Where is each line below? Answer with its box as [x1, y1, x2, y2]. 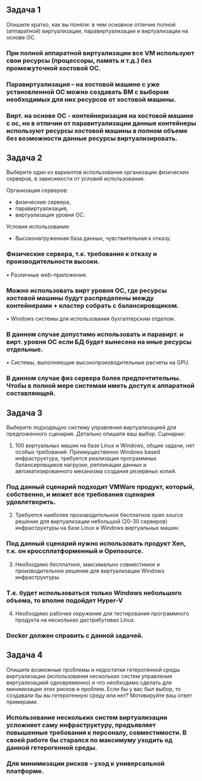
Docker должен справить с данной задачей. [6, 631, 143, 640]
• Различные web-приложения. [6, 271, 88, 278]
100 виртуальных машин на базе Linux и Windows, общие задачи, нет [15, 442, 195, 449]
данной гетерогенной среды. [6, 743, 97, 751]
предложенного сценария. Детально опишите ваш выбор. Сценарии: [6, 430, 186, 437]
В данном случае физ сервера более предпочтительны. [6, 374, 181, 382]
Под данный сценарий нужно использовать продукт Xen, [6, 539, 186, 548]
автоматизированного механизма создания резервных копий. [15, 468, 177, 475]
